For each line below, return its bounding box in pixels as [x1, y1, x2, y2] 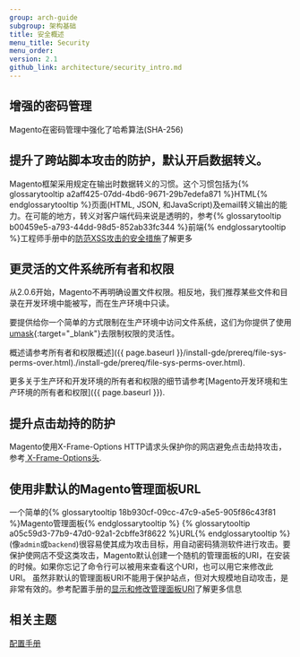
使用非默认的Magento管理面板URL [9, 481, 201, 497]
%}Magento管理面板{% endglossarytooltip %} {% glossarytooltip [9, 517, 251, 529]
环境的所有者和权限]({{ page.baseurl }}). [16, 387, 166, 398]
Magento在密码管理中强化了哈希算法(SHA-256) [9, 124, 184, 134]
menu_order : [9, 47, 54, 56]
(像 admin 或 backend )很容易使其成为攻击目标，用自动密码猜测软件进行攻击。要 [9, 539, 291, 549]
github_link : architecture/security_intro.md [9, 64, 182, 73]
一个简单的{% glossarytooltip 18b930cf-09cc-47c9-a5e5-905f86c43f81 [9, 506, 276, 517]
